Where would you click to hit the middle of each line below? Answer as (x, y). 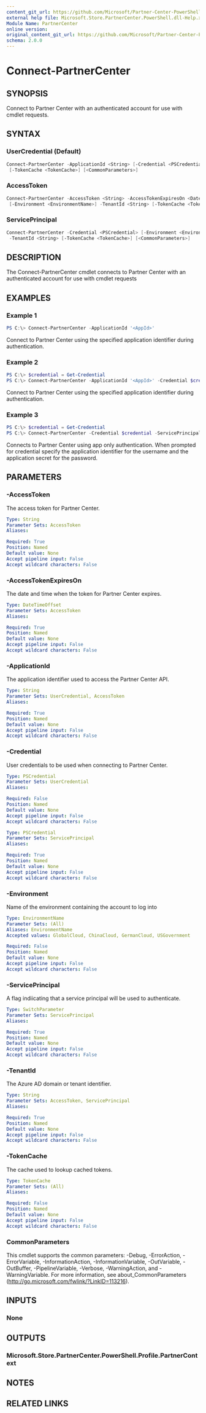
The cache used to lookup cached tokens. (59, 1169)
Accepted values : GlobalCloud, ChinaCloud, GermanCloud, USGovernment (98, 935)
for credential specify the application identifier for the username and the (97, 451)
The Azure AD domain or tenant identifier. (59, 1084)
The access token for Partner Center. (53, 508)
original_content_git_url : (41, 35)
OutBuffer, (19, 1268)
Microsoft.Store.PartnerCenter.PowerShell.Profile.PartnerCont (102, 1355)
